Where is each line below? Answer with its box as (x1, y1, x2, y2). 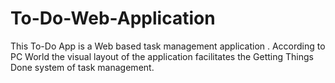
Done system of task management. (10, 61, 155, 73)
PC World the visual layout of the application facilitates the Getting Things (10, 50, 315, 62)
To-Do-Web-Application (10, 7, 216, 30)
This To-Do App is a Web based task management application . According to (10, 40, 326, 52)
